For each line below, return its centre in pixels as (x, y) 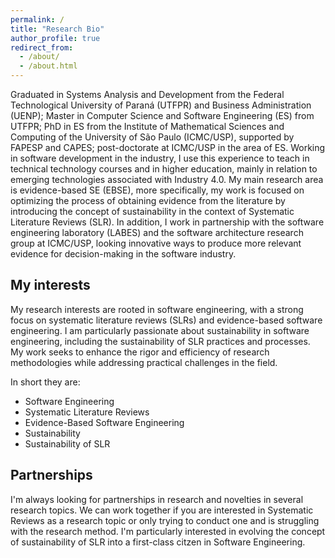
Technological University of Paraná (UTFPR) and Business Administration (161, 105)
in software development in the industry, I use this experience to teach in (160, 158)
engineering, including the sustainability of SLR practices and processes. (160, 341)
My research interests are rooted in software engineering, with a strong (157, 309)
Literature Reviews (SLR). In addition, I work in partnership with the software (167, 222)
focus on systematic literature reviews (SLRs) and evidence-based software (166, 320)
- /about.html (48, 66)
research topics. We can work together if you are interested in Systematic (162, 510)
